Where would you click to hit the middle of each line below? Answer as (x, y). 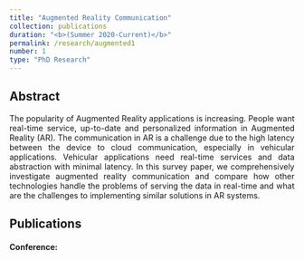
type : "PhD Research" (50, 60)
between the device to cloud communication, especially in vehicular (152, 147)
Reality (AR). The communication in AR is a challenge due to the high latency (152, 138)
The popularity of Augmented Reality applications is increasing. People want (152, 118)
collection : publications (58, 26)
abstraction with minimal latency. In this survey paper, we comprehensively (152, 166)
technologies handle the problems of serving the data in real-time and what (152, 186)
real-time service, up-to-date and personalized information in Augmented (152, 128)
